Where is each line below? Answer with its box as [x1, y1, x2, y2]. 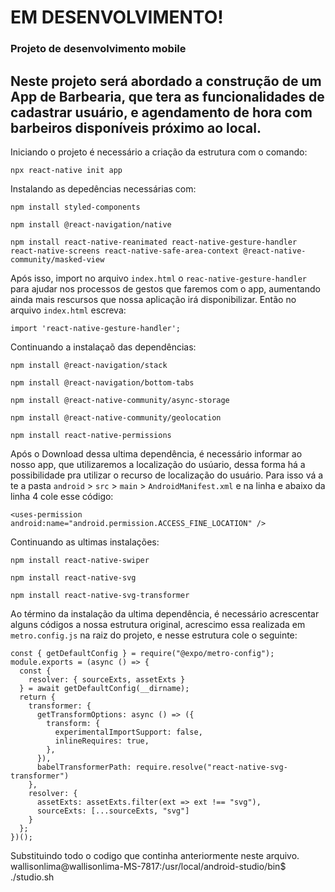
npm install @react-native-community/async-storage [10, 395, 230, 405]
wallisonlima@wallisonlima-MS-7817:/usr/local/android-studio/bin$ [10, 860, 287, 872]
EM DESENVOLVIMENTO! [10, 6, 224, 29]
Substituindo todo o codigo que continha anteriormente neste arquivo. [10, 849, 300, 861]
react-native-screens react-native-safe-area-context [10, 246, 240, 256]
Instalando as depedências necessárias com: [10, 182, 197, 195]
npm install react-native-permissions [10, 430, 172, 440]
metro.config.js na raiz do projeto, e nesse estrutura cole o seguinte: [10, 629, 298, 641]
